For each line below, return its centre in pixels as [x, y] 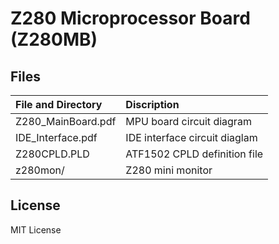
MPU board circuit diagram [188, 121]
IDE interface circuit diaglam [191, 137]
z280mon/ [40, 170]
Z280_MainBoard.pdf [66, 121]
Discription [152, 104]
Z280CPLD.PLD [52, 154]
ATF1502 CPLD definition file [194, 154]
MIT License [36, 229]
